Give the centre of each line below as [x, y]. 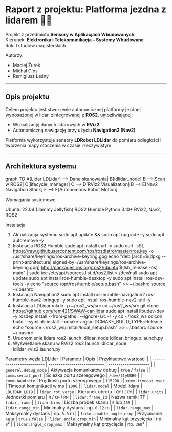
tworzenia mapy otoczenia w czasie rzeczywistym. [59, 145]
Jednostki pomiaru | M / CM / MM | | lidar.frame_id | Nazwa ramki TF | [77, 397]
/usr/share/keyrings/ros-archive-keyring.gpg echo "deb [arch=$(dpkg [87, 256]
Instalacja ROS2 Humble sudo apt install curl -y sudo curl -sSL [78, 245]
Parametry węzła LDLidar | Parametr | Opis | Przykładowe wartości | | [78, 359]
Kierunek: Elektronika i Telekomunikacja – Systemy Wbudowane [75, 40]
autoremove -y [28, 240]
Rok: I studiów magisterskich [36, 45]
